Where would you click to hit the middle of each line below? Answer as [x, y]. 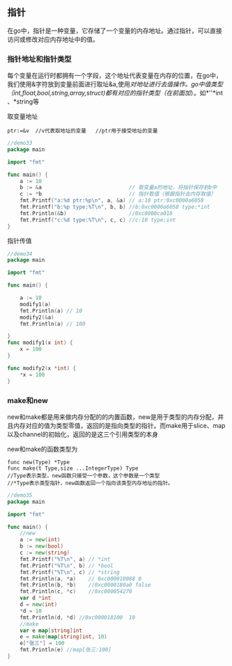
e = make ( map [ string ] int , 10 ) [64, 637]
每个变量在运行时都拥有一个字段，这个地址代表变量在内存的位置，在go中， [115, 76]
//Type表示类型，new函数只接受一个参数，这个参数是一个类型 [84, 475]
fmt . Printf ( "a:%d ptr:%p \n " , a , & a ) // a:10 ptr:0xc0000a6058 [112, 200]
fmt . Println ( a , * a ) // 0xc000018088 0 [80, 579]
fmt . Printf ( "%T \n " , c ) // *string [70, 572]
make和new [28, 400]
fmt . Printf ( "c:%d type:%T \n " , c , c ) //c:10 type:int [98, 220]
